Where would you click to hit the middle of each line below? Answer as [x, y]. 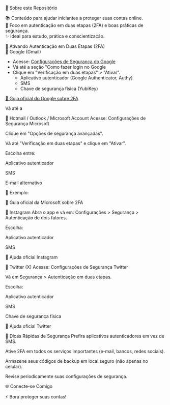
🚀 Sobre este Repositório [31, 8]
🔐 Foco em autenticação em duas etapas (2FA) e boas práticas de [74, 25]
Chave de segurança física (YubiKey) [59, 89]
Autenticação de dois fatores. [36, 218]
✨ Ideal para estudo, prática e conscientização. [55, 36]
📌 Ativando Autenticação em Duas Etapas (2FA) [55, 46]
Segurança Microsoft [27, 124]
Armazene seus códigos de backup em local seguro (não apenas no [77, 361]
